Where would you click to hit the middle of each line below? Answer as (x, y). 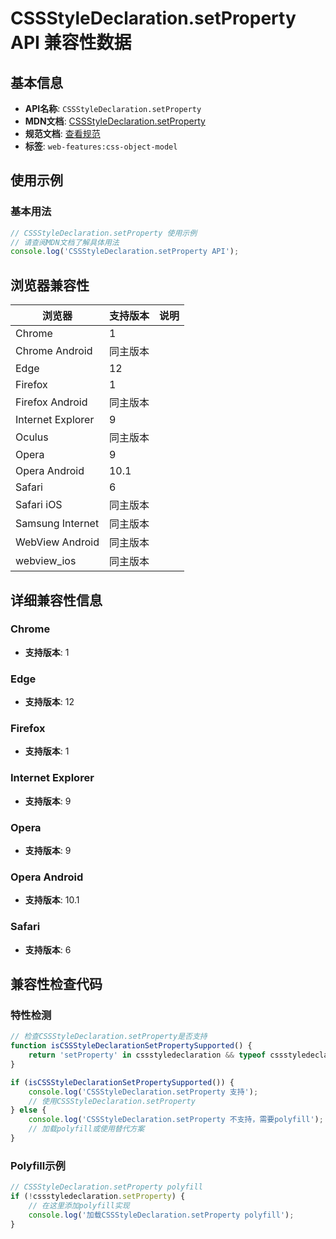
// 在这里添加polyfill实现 (79, 1205)
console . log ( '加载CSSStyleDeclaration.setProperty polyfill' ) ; (161, 1215)
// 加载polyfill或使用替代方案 (86, 1129)
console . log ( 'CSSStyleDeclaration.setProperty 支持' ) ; (143, 1092)
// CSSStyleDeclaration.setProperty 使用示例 (104, 233)
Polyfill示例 (38, 1165)
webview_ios (46, 561)
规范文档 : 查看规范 (62, 133)
